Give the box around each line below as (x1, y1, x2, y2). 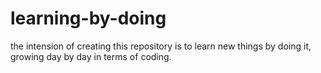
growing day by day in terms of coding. (10, 50, 172, 62)
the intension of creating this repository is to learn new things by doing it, (10, 40, 312, 52)
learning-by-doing (10, 7, 167, 30)
